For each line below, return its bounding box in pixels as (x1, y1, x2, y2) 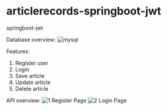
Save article (15, 72, 45, 79)
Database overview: (6, 36, 56, 43)
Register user (15, 59, 49, 66)
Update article (15, 79, 51, 86)
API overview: (6, 97, 41, 104)
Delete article (15, 85, 49, 92)
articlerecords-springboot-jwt (6, 4, 162, 18)
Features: (6, 47, 30, 55)
